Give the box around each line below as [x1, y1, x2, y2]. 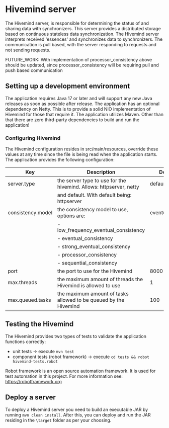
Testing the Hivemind [5, 320, 74, 328]
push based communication [5, 67, 63, 73]
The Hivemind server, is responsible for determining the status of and [5, 20, 149, 26]
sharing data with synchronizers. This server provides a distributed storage [5, 25, 161, 31]
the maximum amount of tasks [57, 290, 129, 297]
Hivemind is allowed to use [57, 282, 121, 289]
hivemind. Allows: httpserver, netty [57, 184, 139, 191]
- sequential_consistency [57, 260, 117, 267]
